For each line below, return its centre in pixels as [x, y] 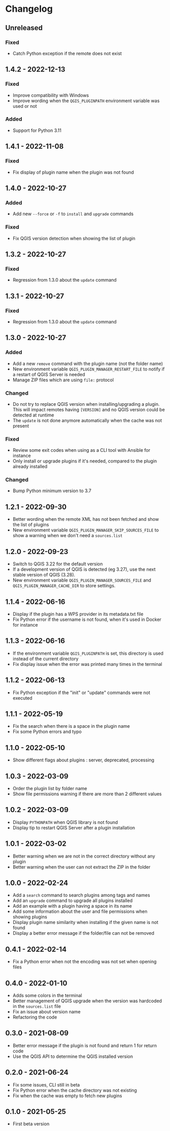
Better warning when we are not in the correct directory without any [84, 856]
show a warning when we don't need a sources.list [68, 536]
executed [22, 698]
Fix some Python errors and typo [47, 732]
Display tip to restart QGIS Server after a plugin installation [74, 827]
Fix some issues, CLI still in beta [46, 1084]
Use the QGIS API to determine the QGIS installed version [73, 1056]
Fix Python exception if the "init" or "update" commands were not [81, 693]
